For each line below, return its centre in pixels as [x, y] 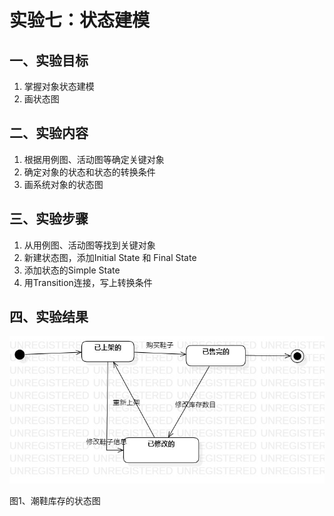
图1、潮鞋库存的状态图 [55, 501]
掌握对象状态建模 [59, 86]
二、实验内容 [49, 133]
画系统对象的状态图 [63, 184]
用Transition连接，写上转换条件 [88, 282]
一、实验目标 [49, 60]
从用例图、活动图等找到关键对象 [89, 245]
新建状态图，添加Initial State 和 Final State [110, 257]
